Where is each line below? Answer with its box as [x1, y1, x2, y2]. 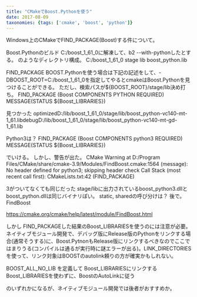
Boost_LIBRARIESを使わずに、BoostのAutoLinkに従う [6, 272, 135, 279]
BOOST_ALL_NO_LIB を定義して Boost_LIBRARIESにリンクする [6, 265, 158, 272]
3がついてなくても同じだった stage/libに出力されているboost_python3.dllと [6, 185, 188, 192]
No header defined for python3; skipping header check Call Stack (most [6, 167, 181, 174]
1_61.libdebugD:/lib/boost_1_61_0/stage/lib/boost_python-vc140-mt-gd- [6, 116, 178, 124]
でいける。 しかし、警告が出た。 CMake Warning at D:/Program [6, 154, 161, 161]
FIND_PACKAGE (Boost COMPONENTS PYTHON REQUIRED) [17, 91, 165, 98]
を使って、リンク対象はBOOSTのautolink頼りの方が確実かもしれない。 [6, 252, 176, 260]
